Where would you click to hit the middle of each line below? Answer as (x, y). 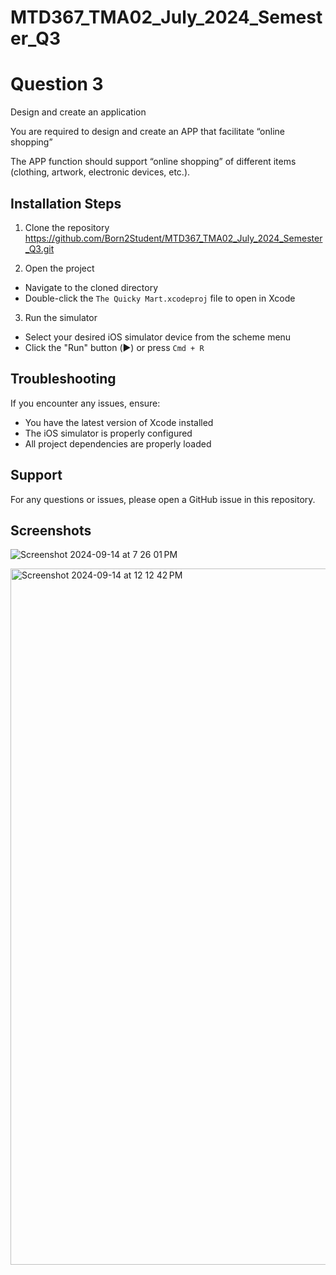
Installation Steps (66, 203)
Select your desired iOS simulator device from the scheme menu (158, 337)
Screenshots (51, 530)
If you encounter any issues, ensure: (85, 403)
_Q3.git (39, 248)
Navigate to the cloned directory (91, 287)
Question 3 (57, 84)
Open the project (59, 268)
